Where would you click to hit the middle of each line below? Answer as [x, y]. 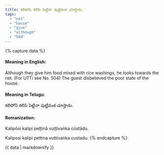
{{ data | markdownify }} [30, 148]
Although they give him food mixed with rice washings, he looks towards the [82, 73]
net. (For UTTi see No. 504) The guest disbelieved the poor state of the [77, 78]
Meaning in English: [26, 62]
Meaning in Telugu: [25, 94]
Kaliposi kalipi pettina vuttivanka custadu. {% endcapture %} [66, 138]
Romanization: [20, 117]
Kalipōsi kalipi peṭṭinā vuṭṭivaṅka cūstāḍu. [47, 129]
